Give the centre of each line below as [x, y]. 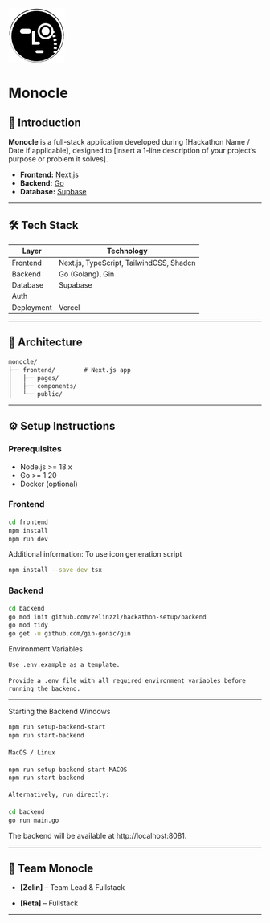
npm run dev [28, 539]
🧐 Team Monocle [51, 869]
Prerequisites [35, 449]
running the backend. [45, 689]
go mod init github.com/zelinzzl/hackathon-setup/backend [107, 617]
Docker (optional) [49, 484]
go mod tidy [28, 625]
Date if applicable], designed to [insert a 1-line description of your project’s [132, 150]
